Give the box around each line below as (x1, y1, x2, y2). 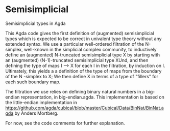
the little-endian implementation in (5, 99, 78, 105)
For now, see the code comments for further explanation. (5, 120, 125, 126)
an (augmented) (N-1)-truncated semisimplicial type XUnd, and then (5, 57, 149, 63)
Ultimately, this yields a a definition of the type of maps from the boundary (5, 68, 162, 74)
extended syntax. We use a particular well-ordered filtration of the (5, 41, 144, 47)
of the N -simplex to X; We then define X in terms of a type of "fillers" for (5, 73, 158, 79)
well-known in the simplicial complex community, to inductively (23, 46, 157, 52)
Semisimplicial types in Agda (5, 20, 66, 26)
